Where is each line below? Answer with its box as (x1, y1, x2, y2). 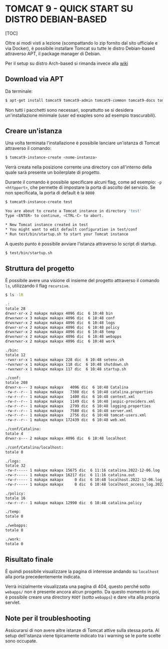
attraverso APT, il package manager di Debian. (5, 51, 101, 57)
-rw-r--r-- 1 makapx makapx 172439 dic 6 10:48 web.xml (5, 417, 126, 422)
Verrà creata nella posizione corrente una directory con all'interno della (5, 164, 152, 170)
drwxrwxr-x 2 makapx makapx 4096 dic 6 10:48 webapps (5, 334, 122, 339)
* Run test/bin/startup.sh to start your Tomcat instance (5, 232, 128, 237)
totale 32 (5, 463, 26, 469)
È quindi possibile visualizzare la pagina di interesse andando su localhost (5, 568, 159, 574)
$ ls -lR (5, 293, 23, 298)
